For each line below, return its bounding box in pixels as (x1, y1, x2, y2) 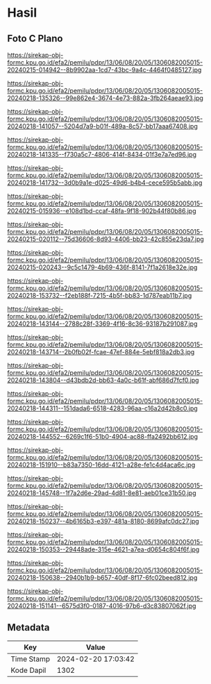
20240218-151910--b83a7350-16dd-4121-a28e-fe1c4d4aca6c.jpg (7, 460, 196, 469)
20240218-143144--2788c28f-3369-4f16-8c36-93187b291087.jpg (7, 319, 198, 328)
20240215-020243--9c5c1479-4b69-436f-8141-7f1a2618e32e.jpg (7, 263, 198, 272)
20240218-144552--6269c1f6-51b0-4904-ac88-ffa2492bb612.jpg (7, 433, 199, 440)
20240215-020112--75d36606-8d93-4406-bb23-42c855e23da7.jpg (7, 235, 205, 243)
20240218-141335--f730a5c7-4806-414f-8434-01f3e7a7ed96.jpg (7, 151, 196, 158)
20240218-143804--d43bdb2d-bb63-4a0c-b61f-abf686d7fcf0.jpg (7, 376, 199, 384)
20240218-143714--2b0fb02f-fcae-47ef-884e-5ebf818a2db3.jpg (7, 348, 195, 356)
